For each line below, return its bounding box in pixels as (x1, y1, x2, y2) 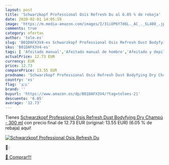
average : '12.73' (5, 101, 42, 106)
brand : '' (5, 86, 26, 92)
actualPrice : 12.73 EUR (5, 54, 55, 59)
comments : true (5, 26, 37, 31)
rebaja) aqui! (5, 125, 32, 131)
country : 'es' (5, 77, 35, 82)
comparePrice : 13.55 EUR (5, 68, 57, 73)
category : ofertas (5, 31, 44, 36)
